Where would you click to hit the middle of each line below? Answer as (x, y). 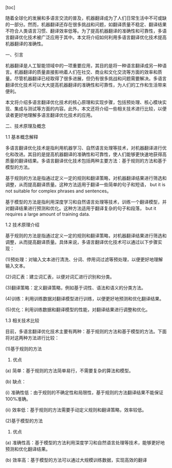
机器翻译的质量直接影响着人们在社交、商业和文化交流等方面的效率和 (86, 72)
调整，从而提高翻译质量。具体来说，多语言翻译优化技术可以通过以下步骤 (81, 242)
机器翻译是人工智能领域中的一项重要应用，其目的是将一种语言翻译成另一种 (84, 66)
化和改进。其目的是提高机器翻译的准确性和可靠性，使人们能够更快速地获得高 (86, 154)
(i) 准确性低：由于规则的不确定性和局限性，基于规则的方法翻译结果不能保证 (84, 392)
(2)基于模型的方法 (24, 421)
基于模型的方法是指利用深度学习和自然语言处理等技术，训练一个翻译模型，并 (86, 202)
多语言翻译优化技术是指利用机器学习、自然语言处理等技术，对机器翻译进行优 (86, 148)
